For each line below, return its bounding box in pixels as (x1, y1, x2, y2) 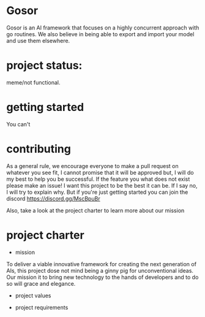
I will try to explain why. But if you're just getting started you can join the (6, 188, 188, 196)
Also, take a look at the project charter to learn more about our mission (6, 207, 185, 214)
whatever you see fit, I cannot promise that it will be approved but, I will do (6, 169, 194, 176)
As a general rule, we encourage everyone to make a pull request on (6, 162, 179, 169)
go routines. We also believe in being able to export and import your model (6, 30, 195, 37)
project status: (6, 59, 83, 72)
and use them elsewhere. (6, 37, 70, 44)
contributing (6, 142, 72, 156)
